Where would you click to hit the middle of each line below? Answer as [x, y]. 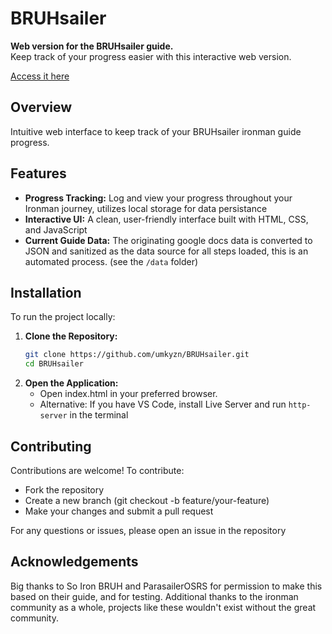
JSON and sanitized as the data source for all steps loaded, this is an [166, 251]
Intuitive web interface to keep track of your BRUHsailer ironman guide [156, 131]
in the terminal [99, 415]
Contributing [51, 446]
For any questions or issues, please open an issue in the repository [148, 530]
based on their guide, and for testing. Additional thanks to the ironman [154, 596]
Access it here [40, 76]
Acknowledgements [74, 562]
